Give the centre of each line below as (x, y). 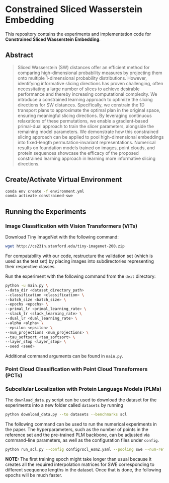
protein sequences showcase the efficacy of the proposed (78, 153)
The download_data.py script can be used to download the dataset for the (81, 400)
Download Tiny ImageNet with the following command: (62, 237)
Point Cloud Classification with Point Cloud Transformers (76, 369)
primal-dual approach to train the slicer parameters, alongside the (86, 126)
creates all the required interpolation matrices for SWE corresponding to (80, 464)
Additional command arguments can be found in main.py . (64, 356)
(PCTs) (14, 376)
